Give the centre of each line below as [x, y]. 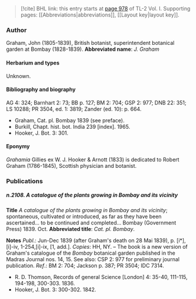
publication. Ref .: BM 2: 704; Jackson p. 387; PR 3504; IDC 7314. [85, 265]
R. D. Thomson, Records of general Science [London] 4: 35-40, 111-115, [101, 277]
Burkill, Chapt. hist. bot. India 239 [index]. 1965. [72, 126]
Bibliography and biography [41, 90]
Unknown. [19, 76]
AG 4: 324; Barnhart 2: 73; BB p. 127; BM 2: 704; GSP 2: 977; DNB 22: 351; [97, 102]
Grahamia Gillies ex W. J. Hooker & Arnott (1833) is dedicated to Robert [93, 160]
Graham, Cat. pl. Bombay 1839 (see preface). [70, 120]
